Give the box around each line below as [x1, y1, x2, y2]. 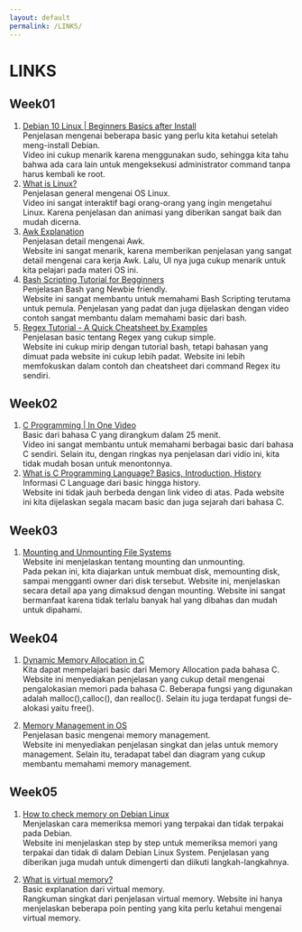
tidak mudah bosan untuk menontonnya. [22, 458, 173, 470]
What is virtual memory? [22, 873, 114, 885]
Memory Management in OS [22, 720, 128, 731]
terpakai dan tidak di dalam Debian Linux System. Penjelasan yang [22, 846, 270, 858]
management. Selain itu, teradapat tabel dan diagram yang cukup [22, 749, 266, 760]
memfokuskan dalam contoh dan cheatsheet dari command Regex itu [22, 360, 281, 371]
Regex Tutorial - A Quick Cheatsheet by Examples [22, 322, 208, 332]
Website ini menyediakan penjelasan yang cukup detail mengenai [22, 674, 266, 685]
